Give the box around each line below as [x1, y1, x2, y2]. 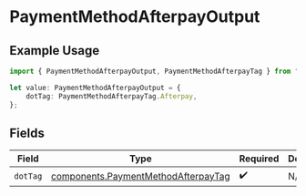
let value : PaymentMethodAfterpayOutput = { [9, 83, 181, 92]
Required [239, 152, 280, 165]
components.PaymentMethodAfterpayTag [51, 170, 230, 182]
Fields [9, 125, 46, 140]
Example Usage [9, 43, 100, 58]
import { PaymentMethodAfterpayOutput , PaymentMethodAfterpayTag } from [9, 67, 291, 76]
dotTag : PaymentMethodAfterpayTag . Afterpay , [25, 91, 198, 101]
